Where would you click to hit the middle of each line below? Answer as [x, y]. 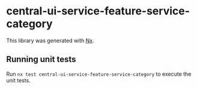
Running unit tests [41, 59]
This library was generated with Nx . [50, 40]
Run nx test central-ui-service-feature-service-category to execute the [99, 74]
